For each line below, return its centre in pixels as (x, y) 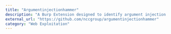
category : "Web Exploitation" (38, 24)
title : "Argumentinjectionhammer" (42, 10)
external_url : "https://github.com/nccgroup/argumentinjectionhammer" (82, 19)
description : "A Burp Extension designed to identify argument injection (86, 14)
